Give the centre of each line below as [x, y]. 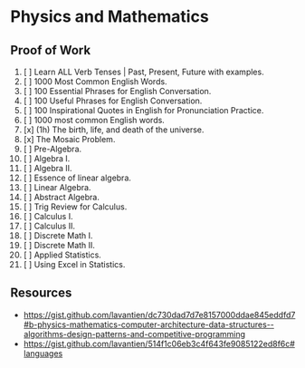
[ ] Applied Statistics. [62, 255]
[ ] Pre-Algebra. [52, 149]
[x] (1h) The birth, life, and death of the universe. [114, 130]
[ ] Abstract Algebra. [62, 197]
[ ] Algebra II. [48, 168]
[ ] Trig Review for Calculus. [75, 207]
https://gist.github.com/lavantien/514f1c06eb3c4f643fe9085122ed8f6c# [159, 344]
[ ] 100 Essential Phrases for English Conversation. [117, 91]
